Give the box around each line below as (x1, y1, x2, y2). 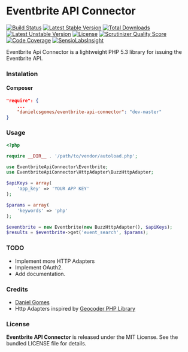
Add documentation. (14, 270, 66, 277)
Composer (6, 84, 34, 92)
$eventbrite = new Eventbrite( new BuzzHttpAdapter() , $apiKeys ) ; (6, 224, 172, 230)
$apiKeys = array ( (6, 180, 52, 186)
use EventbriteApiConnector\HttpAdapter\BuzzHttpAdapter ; (6, 169, 154, 175)
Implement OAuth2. (14, 263, 63, 271)
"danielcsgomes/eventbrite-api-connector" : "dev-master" (17, 109, 162, 115)
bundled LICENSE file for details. (6, 340, 87, 347)
